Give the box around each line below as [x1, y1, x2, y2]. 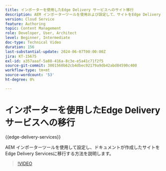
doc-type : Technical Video [5, 40, 61, 45]
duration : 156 [5, 44, 35, 49]
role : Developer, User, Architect [5, 30, 77, 35]
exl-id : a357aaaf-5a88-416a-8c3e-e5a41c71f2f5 [5, 58, 104, 63]
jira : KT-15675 [5, 53, 37, 59]
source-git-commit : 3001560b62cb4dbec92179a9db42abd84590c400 [5, 63, 137, 68]
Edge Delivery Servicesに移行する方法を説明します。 [5, 150, 114, 156]
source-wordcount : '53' [5, 72, 55, 77]
